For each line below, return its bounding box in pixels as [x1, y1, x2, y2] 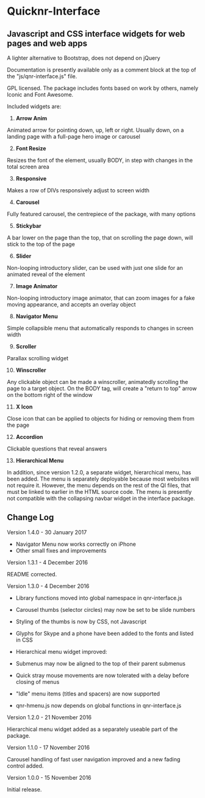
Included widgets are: [7, 103, 62, 110]
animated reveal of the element [7, 270, 85, 278]
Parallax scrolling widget [7, 355, 69, 361]
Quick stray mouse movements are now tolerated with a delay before [15, 672, 190, 679]
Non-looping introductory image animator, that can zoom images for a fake [7, 294, 195, 302]
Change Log [7, 512, 54, 523]
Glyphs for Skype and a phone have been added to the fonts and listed [15, 629, 194, 637]
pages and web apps [7, 38, 88, 48]
